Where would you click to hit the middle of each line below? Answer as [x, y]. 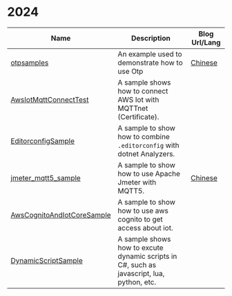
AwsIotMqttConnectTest [50, 99]
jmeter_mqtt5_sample [46, 178]
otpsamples [30, 63]
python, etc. [137, 282]
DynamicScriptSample [47, 260]
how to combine [144, 136]
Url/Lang [206, 42]
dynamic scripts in [147, 256]
